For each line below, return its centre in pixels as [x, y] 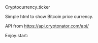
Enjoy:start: [17, 35]
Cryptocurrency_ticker [28, 7]
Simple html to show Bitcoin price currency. [49, 16]
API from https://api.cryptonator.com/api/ [47, 26]
